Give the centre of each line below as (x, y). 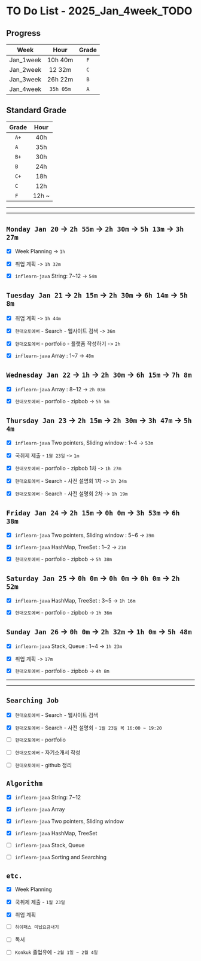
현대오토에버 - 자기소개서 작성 (48, 752)
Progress (23, 33)
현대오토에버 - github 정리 (43, 765)
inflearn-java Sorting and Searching (60, 857)
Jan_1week (25, 60)
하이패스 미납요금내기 (37, 927)
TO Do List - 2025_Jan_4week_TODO (99, 11)
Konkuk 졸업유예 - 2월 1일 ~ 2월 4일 (56, 952)
